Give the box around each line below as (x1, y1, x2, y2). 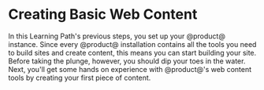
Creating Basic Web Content (8, 5, 198, 23)
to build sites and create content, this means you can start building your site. (8, 48, 257, 57)
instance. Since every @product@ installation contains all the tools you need (8, 39, 257, 49)
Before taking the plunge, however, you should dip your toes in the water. (8, 56, 246, 66)
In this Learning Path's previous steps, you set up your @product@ (8, 31, 226, 41)
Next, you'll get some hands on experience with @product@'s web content (8, 64, 252, 74)
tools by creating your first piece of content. (8, 73, 151, 82)
